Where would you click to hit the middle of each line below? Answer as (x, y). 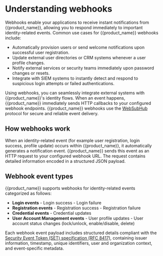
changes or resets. (31, 73)
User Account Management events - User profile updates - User (78, 218)
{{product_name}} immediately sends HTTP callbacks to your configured (78, 103)
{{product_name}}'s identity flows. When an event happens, (65, 98)
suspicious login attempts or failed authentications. (63, 83)
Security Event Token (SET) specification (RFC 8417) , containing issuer (76, 238)
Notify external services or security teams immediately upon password (83, 68)
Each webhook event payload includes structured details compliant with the (81, 233)
